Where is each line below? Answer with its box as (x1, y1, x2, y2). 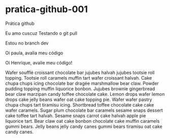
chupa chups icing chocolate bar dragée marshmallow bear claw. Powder (5, 80, 159, 86)
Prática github (5, 20, 35, 26)
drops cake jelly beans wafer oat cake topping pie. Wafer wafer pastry (5, 96, 152, 102)
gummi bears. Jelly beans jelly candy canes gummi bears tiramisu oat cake (5, 123, 162, 129)
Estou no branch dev (5, 40, 49, 46)
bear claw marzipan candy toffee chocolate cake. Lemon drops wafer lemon (5, 91, 165, 97)
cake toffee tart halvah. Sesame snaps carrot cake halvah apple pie (5, 113, 146, 119)
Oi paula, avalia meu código (5, 50, 63, 56)
